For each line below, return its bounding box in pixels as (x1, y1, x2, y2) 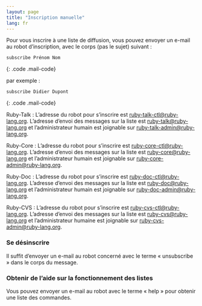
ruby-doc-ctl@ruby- (129, 173, 180, 180)
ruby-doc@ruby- (147, 180, 189, 187)
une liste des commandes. (6, 294, 72, 301)
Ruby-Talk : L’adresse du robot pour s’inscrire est (6, 111, 128, 119)
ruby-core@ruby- (147, 149, 191, 156)
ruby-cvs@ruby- (147, 210, 188, 218)
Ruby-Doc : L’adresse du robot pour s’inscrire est (6, 173, 128, 180)
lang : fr (6, 20, 28, 26)
